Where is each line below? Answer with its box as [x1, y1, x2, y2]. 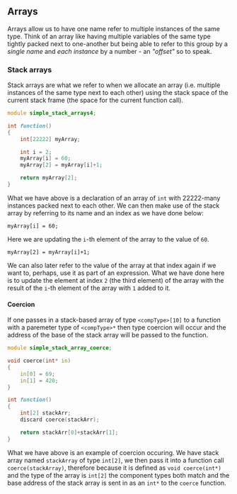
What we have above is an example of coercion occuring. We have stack [7, 448, 219, 456]
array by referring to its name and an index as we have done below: [7, 208, 204, 217]
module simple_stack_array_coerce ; [7, 344, 112, 352]
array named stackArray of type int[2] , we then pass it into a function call [7, 456, 224, 464]
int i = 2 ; [20, 148, 52, 155]
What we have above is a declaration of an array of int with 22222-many [7, 193, 221, 202]
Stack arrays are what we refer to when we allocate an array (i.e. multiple [7, 81, 221, 89]
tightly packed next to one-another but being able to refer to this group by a [7, 39, 229, 48]
